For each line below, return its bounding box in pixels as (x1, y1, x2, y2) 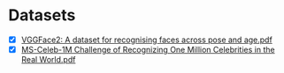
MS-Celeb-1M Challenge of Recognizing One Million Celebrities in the (20, 45, 275, 55)
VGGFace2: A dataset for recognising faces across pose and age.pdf (20, 34, 273, 45)
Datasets (8, 5, 76, 26)
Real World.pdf (20, 55, 76, 65)
